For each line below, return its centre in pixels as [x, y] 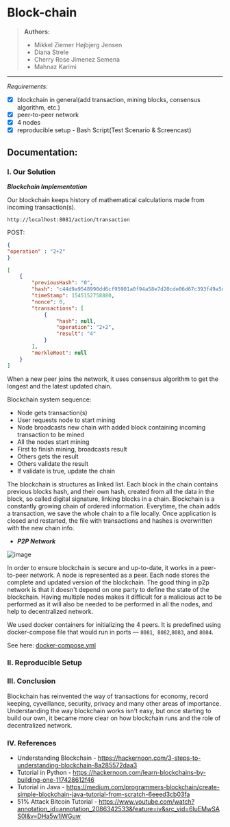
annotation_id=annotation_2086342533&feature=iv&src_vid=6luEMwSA [118, 809]
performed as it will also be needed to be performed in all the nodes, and [110, 604]
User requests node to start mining [66, 420]
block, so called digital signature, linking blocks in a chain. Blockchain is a [111, 499]
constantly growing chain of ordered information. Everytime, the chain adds [114, 506]
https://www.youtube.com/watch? [147, 802]
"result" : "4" [76, 334]
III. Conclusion [31, 681]
